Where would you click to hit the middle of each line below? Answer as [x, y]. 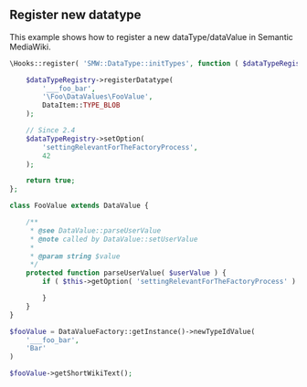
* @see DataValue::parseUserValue [95, 230]
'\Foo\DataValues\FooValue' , [98, 97]
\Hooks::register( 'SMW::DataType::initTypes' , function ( [124, 63]
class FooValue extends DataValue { [79, 206]
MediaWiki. [31, 47]
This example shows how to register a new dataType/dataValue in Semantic [152, 37]
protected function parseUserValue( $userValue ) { [126, 273]
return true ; [51, 181]
